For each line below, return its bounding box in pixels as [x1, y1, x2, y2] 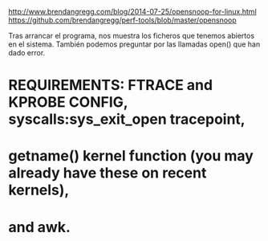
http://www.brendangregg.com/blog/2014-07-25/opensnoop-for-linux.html [8, 7, 257, 16]
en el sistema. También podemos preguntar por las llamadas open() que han [8, 39, 261, 49]
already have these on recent [8, 164, 207, 182]
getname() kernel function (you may [8, 147, 254, 165]
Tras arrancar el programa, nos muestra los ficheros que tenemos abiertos [8, 31, 255, 40]
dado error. [8, 48, 46, 57]
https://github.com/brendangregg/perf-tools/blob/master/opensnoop [8, 15, 237, 25]
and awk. [8, 218, 71, 236]
